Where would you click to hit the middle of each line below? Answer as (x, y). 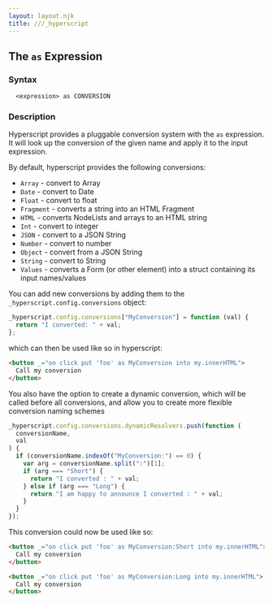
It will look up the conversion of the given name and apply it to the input (128, 143)
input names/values (53, 278)
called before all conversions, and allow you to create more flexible (121, 402)
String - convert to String (63, 261)
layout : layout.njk (41, 16)
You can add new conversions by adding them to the (97, 294)
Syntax (23, 80)
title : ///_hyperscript (49, 24)
